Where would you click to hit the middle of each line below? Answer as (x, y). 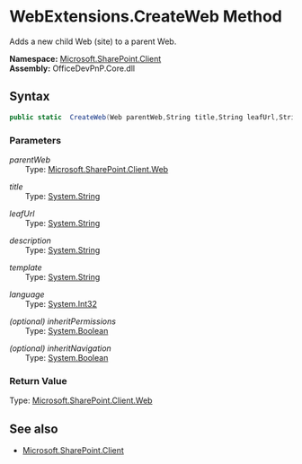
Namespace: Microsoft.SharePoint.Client (85, 58)
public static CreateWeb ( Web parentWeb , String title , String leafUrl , (144, 117)
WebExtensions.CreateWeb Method (146, 17)
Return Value (38, 381)
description (31, 241)
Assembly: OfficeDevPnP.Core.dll (72, 68)
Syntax (30, 96)
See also (34, 429)
